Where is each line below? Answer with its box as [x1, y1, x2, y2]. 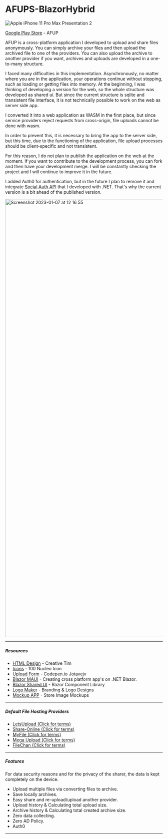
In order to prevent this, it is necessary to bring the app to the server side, [5, 132, 157, 138]
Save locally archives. [12, 791, 57, 797]
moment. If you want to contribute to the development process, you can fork [5, 158, 162, 164]
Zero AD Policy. [12, 817, 44, 824]
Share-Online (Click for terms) [12, 726, 75, 732]
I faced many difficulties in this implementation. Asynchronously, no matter [5, 70, 159, 76]
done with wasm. [5, 123, 40, 129]
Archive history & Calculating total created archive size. [12, 807, 126, 813]
